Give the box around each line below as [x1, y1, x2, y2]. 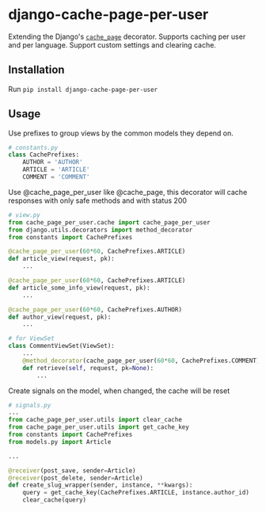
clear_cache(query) [22, 496, 87, 504]
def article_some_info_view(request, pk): [8, 284, 150, 292]
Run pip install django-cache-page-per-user [8, 84, 158, 94]
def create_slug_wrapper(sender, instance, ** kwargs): [8, 481, 193, 489]
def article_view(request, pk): [8, 255, 115, 263]
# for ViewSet [8, 334, 55, 342]
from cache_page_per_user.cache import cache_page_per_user [8, 218, 211, 227]
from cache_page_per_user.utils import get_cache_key [8, 423, 190, 431]
